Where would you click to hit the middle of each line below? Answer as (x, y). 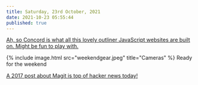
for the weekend (26, 64)
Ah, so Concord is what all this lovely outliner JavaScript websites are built (98, 40)
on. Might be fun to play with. (43, 46)
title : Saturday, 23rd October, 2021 (53, 12)
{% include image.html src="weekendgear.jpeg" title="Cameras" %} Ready (99, 58)
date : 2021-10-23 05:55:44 (40, 17)
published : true (26, 23)
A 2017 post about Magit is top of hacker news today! (72, 76)
